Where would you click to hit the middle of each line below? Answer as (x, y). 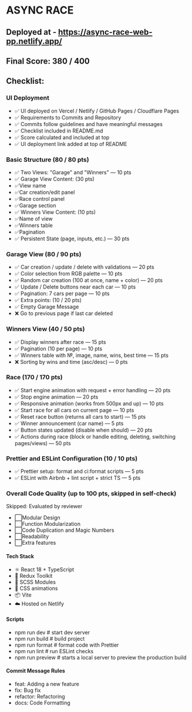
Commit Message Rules (36, 671)
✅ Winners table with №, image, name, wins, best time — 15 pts (92, 355)
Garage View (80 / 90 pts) (44, 254)
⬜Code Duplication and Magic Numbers (64, 530)
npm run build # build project (50, 638)
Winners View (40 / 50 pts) (46, 329)
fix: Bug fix (28, 690)
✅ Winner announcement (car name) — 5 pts (69, 423)
